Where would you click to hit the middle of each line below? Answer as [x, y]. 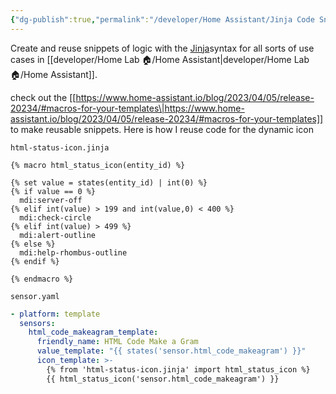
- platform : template [55, 314]
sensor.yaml [35, 296]
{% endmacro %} [42, 279]
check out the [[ [43, 97]
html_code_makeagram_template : [93, 332]
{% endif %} [35, 261]
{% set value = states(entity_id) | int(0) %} [109, 182]
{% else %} [33, 244]
